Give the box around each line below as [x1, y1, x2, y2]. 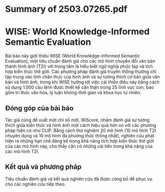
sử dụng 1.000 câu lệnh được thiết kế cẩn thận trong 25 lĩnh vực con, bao [5, 84, 154, 90]
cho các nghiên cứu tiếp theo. [5, 181, 66, 187]
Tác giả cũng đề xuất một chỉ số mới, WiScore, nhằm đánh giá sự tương [5, 117, 150, 123]
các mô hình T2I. [5, 148, 39, 154]
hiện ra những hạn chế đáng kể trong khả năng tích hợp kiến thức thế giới [5, 138, 154, 144]
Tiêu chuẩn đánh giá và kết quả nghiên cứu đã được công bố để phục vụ [5, 176, 153, 182]
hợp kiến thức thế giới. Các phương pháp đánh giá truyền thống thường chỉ [5, 69, 157, 75]
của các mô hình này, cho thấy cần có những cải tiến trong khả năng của [5, 143, 153, 149]
